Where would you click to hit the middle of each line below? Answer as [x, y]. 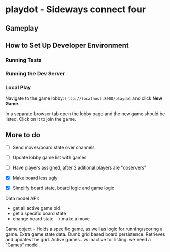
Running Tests [23, 60]
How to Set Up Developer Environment [67, 45]
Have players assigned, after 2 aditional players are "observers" [79, 168]
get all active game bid [36, 208]
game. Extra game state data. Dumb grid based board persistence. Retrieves [85, 234]
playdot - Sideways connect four [76, 9]
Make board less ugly [35, 178]
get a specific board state [39, 214]
